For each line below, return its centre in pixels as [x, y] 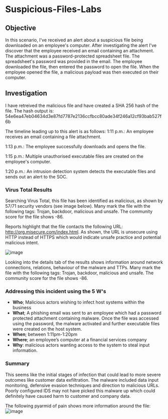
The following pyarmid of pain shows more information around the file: [78, 406]
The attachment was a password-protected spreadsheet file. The [72, 56]
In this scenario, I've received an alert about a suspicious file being [74, 40]
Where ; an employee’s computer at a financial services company [79, 340]
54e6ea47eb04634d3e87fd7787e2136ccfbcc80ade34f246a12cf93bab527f [83, 116]
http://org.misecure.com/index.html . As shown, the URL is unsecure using [81, 232]
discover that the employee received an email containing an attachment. [80, 51]
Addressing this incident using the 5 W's [56, 291]
